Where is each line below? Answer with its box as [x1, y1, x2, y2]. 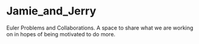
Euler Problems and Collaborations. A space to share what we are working [6, 24, 194, 31]
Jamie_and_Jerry [6, 4, 97, 18]
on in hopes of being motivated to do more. [6, 30, 116, 37]
